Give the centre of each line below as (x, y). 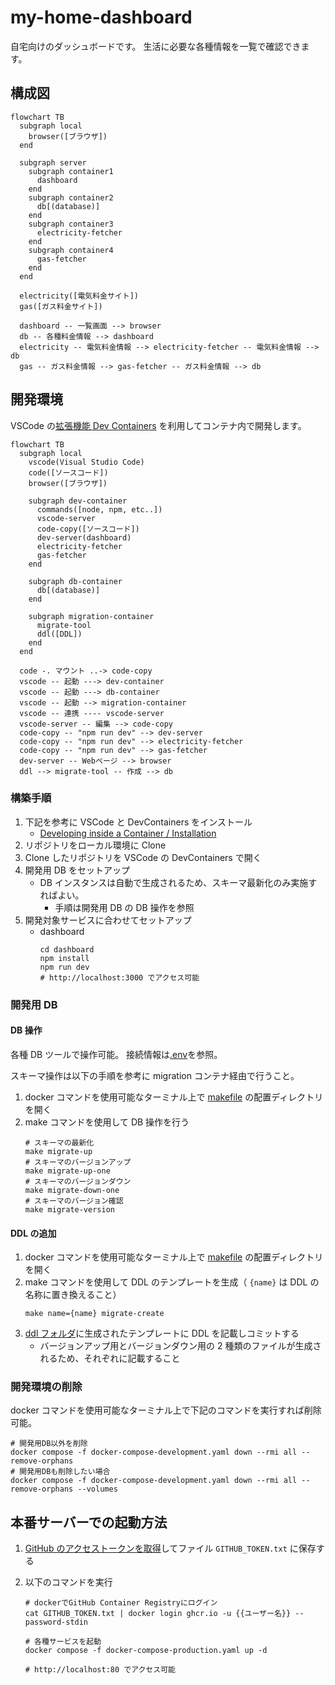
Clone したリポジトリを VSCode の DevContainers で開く (143, 857)
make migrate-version (69, 1209)
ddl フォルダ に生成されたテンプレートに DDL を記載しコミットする (162, 1333)
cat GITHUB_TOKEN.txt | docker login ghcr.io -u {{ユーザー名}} (158, 1614)
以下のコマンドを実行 (68, 1582)
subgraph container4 (71, 250)
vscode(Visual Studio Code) (86, 462)
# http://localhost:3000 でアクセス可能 (119, 977)
